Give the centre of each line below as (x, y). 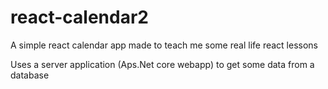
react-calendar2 (79, 17)
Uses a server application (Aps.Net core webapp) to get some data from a (162, 64)
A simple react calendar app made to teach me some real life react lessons (164, 45)
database (30, 75)
